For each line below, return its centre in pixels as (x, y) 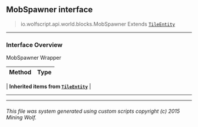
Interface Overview (34, 45)
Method (20, 72)
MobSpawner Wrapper (34, 58)
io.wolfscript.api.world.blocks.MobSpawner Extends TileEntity (98, 24)
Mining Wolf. (21, 117)
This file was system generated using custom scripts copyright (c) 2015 (93, 111)
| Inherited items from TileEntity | (49, 87)
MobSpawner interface (49, 10)
